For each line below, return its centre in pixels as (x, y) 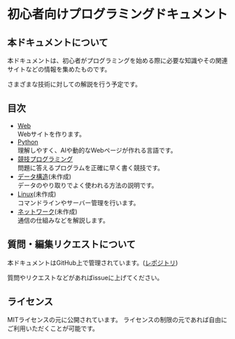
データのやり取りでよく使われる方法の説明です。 (87, 185)
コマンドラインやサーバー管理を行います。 (78, 202)
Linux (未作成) (37, 194)
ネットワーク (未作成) (48, 212)
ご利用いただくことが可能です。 (53, 328)
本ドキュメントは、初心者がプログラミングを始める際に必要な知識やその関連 (117, 61)
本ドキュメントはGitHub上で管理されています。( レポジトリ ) (93, 263)
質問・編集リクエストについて (72, 245)
